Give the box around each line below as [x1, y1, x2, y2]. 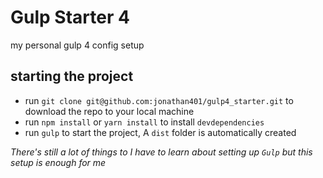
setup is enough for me [10, 156, 107, 168]
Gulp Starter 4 [10, 6, 130, 29]
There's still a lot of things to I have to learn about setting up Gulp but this [10, 146, 313, 158]
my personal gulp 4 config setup [10, 39, 145, 51]
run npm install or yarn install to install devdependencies [24, 116, 265, 128]
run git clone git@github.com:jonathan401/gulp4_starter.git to [24, 94, 294, 106]
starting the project [10, 68, 134, 85]
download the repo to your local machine [24, 105, 195, 117]
